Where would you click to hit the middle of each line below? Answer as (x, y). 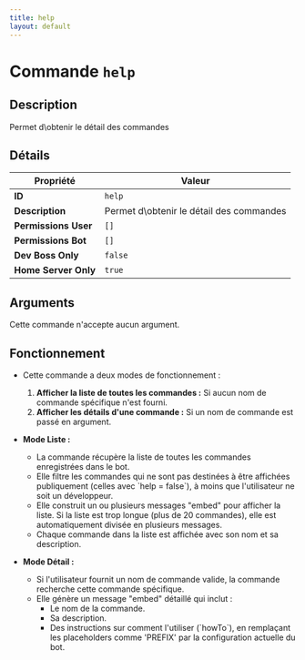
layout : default (40, 26)
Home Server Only (55, 270)
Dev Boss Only (46, 256)
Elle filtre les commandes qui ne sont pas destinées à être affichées (163, 476)
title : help (32, 18)
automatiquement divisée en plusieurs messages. (129, 524)
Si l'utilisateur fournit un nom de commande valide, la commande (158, 579)
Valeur (195, 181)
